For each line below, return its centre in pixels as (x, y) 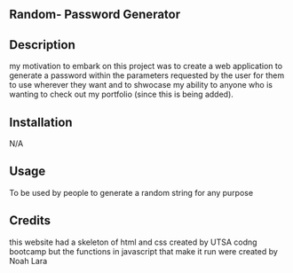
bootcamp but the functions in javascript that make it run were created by (143, 251)
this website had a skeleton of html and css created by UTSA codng (133, 242)
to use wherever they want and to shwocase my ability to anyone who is (141, 85)
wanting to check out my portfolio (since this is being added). (121, 94)
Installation (41, 122)
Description (42, 45)
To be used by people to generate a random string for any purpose (131, 192)
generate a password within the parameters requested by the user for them (147, 75)
